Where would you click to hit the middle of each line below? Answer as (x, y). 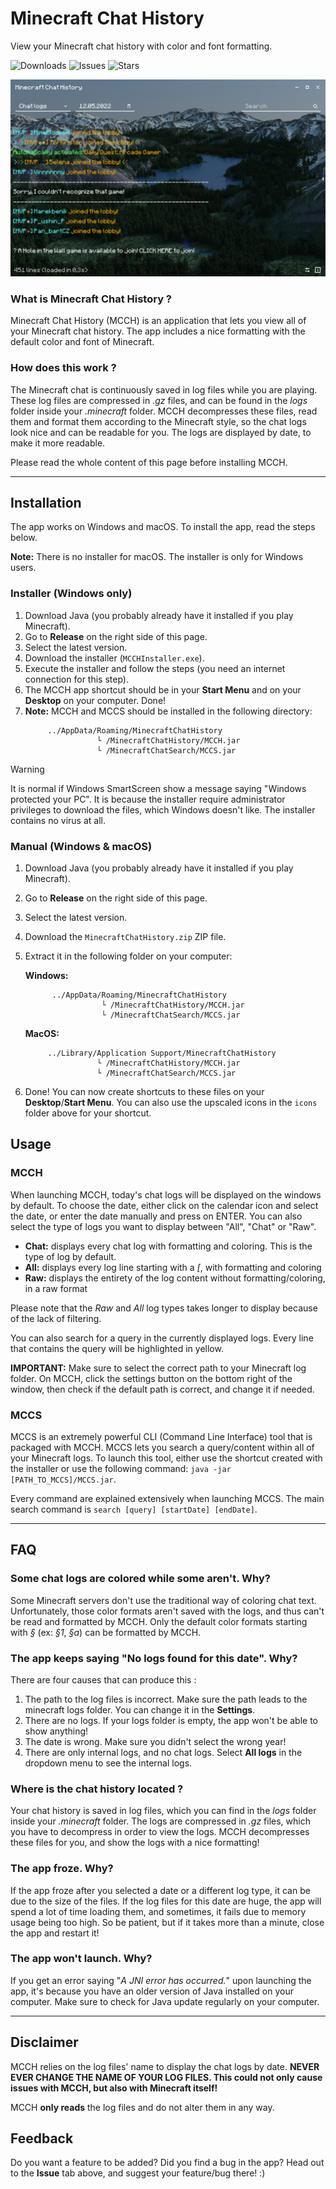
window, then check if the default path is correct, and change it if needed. (162, 1389)
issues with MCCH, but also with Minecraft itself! (114, 2088)
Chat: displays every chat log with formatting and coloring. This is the (168, 1246)
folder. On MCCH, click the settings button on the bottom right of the (151, 1378)
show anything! (56, 1731)
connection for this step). (76, 679)
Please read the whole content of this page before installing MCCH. (149, 462)
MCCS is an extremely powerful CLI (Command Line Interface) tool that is (161, 1436)
